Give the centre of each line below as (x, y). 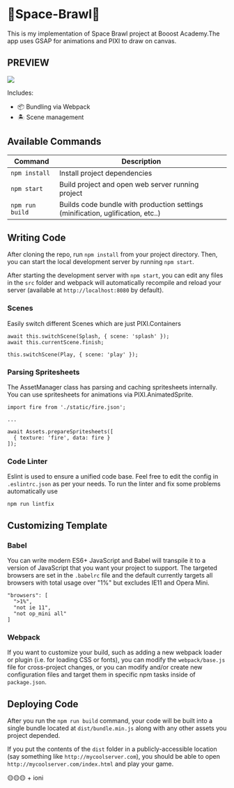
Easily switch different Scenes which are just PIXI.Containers (94, 323)
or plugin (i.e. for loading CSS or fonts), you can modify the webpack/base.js (116, 660)
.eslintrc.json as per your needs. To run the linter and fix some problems (114, 484)
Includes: (20, 93)
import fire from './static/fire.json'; (67, 407)
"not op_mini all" (40, 613)
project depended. (34, 736)
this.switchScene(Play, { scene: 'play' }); (73, 355)
